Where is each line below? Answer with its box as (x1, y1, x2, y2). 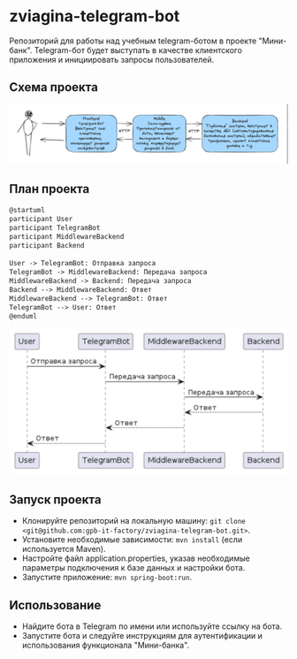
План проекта (9, 181, 90, 196)
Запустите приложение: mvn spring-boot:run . (21, 572, 193, 583)
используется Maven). (21, 544, 106, 555)
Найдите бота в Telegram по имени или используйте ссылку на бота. (21, 621, 283, 632)
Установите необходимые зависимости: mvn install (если (21, 534, 243, 545)
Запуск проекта (9, 492, 102, 507)
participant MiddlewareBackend (9, 232, 125, 241)
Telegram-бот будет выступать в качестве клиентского (34, 44, 243, 55)
